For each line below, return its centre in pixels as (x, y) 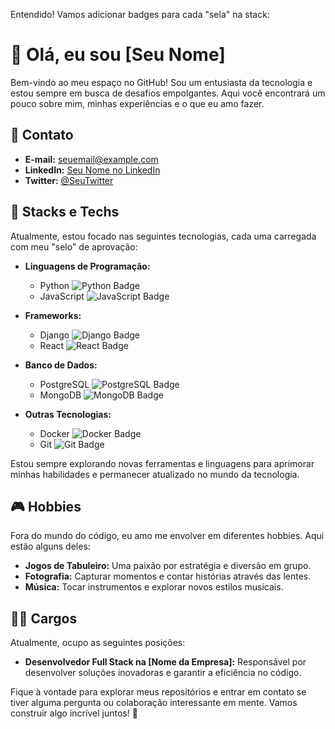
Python (54, 285)
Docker (54, 433)
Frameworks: (53, 315)
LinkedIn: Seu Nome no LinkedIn (92, 170)
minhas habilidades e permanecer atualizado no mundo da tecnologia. (155, 474)
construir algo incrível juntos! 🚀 (74, 713)
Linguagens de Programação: (87, 266)
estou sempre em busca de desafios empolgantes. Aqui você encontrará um (168, 93)
